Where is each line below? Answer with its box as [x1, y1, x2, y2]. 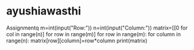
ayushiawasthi [6, 4, 81, 18]
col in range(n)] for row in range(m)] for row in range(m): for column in [6, 30, 181, 37]
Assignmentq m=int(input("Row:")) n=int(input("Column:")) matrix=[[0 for [6, 24, 188, 31]
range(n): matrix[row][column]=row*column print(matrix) [6, 37, 148, 44]
